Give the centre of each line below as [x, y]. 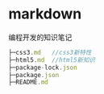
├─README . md [28, 82]
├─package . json [34, 75]
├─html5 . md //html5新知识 [52, 60]
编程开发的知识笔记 [40, 37]
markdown [45, 14]
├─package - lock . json [43, 67]
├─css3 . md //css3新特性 [50, 52]
